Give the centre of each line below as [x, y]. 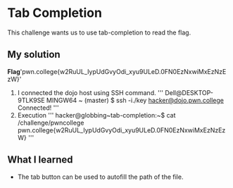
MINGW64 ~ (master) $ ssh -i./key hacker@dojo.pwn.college [135, 100]
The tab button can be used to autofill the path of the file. [100, 177]
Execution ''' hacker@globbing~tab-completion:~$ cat [96, 115]
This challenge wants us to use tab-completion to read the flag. [99, 32]
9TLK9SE [31, 100]
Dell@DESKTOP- [189, 92]
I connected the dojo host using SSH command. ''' [90, 92]
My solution [34, 55]
